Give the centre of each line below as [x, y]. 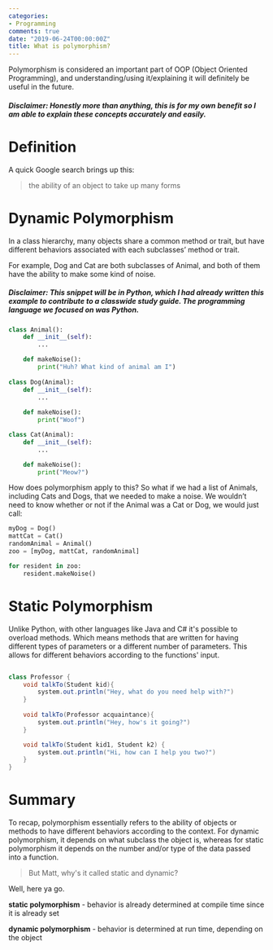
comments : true [34, 31]
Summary [42, 800]
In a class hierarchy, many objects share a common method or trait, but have [136, 240]
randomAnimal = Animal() [50, 544]
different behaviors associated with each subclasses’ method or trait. [124, 249]
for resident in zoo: [45, 566]
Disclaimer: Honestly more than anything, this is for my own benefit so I [132, 105]
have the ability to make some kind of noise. [82, 274]
